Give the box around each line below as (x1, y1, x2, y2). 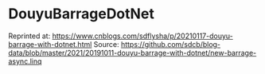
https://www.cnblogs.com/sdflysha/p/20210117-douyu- (52, 31, 233, 41)
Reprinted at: (8, 31, 51, 41)
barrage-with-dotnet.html (8, 39, 92, 49)
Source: (93, 39, 119, 49)
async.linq (8, 56, 42, 66)
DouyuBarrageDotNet (8, 5, 155, 23)
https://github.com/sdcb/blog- (120, 39, 221, 49)
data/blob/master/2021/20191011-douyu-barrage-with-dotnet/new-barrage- (8, 48, 257, 57)
